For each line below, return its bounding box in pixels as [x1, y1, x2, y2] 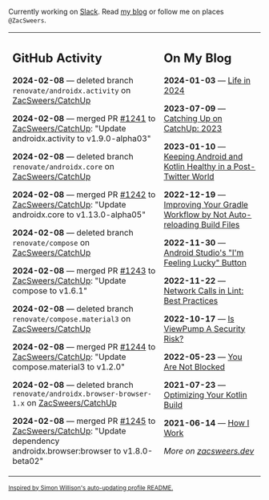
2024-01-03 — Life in [163, 75, 251, 86]
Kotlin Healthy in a [163, 160, 232, 171]
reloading [163, 219, 200, 230]
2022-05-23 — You [163, 351, 243, 362]
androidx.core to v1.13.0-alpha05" [12, 208, 147, 220]
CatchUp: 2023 [163, 123, 223, 134]
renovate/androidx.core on [12, 160, 114, 171]
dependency [12, 435, 60, 446]
